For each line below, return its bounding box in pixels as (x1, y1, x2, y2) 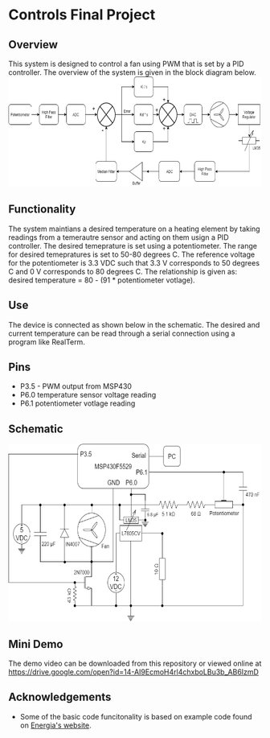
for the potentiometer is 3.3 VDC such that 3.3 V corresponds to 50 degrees (8, 258, 260, 267)
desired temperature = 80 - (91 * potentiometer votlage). (8, 275, 195, 285)
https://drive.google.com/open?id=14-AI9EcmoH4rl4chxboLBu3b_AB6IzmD (8, 667, 260, 677)
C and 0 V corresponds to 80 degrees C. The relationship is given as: (8, 266, 238, 276)
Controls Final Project (8, 6, 156, 24)
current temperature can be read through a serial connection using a (8, 328, 235, 338)
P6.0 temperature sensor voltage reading (19, 390, 157, 400)
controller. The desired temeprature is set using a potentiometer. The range (8, 241, 257, 250)
